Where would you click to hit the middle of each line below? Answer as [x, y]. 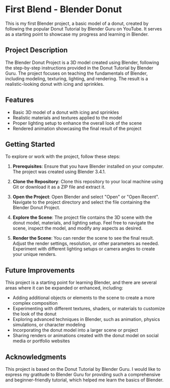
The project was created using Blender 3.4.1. [59, 172]
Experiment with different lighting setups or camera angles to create [84, 249]
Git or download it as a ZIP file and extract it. [59, 187]
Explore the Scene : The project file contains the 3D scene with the [82, 217]
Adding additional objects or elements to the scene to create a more [83, 298]
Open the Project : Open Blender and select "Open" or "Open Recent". [86, 197]
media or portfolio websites [41, 341]
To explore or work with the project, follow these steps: [63, 156]
